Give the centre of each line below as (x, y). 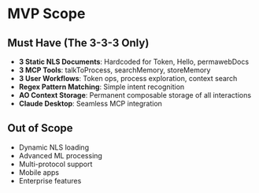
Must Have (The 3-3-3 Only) (78, 43)
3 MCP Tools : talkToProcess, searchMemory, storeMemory (115, 70)
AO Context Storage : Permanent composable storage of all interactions (135, 95)
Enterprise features (50, 180)
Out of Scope (40, 128)
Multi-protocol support (55, 164)
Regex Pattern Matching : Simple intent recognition (102, 87)
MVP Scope (46, 14)
